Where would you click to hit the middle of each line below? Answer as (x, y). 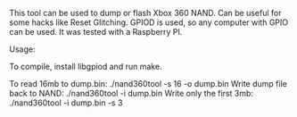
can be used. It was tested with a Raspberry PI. (96, 32)
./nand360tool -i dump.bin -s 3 (66, 103)
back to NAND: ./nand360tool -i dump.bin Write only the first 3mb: (132, 93)
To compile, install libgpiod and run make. (86, 67)
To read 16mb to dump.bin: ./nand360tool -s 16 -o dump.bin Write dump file (148, 84)
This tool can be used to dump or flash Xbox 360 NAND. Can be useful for (145, 13)
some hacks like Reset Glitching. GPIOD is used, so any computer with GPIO (149, 22)
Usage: (22, 49)
